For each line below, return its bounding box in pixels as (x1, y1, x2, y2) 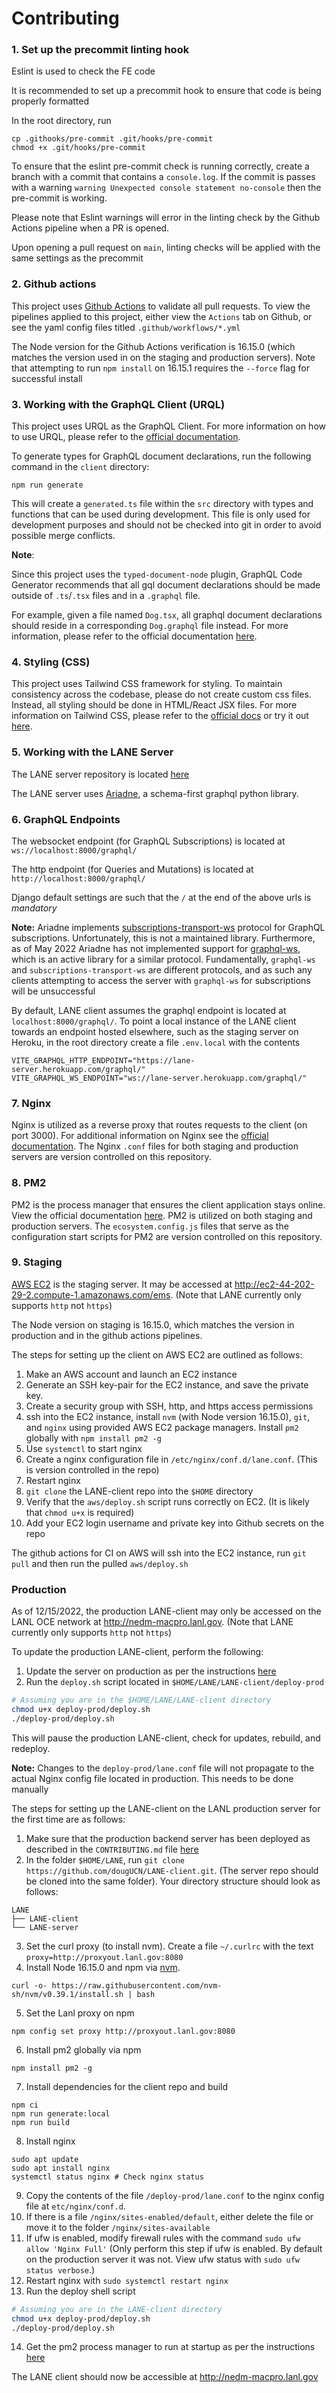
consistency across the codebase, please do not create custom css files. (11, 688, 312, 701)
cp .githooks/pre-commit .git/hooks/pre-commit (11, 134, 214, 144)
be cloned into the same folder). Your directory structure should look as (25, 1875, 321, 1887)
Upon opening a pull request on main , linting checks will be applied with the (11, 242, 321, 254)
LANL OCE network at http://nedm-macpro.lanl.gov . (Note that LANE (11, 1616, 294, 1628)
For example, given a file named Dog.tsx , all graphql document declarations (11, 609, 323, 621)
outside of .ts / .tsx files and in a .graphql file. (11, 590, 201, 602)
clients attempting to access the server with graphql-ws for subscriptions (11, 974, 311, 986)
